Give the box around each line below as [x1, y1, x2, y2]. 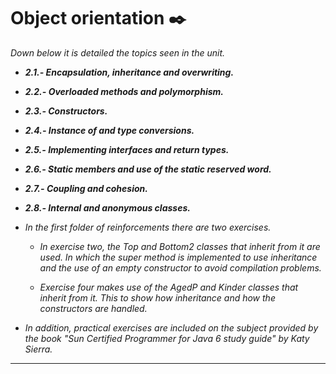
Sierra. [24, 343, 53, 355]
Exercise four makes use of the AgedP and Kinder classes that [39, 281, 299, 293]
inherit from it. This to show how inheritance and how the [39, 291, 276, 304]
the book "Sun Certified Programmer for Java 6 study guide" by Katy [24, 332, 310, 344]
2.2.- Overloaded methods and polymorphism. [24, 85, 224, 97]
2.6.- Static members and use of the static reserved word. [24, 163, 272, 175]
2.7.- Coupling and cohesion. [24, 182, 148, 194]
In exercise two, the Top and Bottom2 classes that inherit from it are [39, 240, 321, 252]
